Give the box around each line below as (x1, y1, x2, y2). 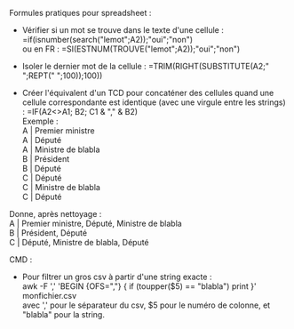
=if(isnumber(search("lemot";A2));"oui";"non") (21, 35, 194, 44)
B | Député (21, 164, 62, 173)
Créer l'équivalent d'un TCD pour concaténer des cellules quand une (21, 88, 274, 98)
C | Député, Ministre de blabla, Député (9, 237, 149, 247)
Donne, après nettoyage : (9, 209, 102, 219)
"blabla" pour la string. (21, 309, 105, 319)
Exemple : (21, 116, 60, 126)
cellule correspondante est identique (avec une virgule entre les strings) (21, 97, 286, 108)
